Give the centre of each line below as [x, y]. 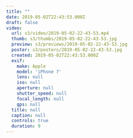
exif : [18, 60]
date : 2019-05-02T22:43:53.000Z [46, 17]
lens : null [30, 77]
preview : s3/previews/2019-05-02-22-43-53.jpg [69, 45]
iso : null [29, 83]
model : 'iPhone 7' [39, 72]
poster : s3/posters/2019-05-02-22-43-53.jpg [67, 50]
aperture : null [35, 88]
